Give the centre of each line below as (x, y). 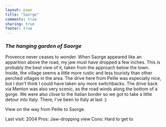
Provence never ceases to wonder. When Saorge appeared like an (73, 57)
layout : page (19, 10)
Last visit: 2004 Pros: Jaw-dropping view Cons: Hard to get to (69, 119)
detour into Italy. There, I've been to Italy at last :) (56, 100)
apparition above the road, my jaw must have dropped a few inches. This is (83, 62)
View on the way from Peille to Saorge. (45, 109)
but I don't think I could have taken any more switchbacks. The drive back (81, 84)
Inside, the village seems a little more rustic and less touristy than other (79, 73)
